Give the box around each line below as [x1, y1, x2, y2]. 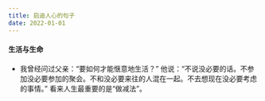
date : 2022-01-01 [8, 19, 66, 27]
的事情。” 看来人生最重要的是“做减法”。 [19, 84, 147, 93]
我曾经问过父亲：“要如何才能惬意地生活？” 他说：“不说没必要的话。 [19, 64, 241, 73]
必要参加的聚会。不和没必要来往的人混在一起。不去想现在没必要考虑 [33, 73, 257, 84]
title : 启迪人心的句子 [8, 11, 76, 20]
